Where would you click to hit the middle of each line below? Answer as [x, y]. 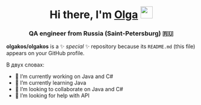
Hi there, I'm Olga [94, 15]
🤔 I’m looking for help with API [52, 95]
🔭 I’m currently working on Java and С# [64, 76]
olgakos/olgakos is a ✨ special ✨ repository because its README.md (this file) [101, 46]
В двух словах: [25, 65]
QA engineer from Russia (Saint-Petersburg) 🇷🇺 [101, 34]
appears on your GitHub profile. [45, 53]
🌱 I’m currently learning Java [51, 83]
